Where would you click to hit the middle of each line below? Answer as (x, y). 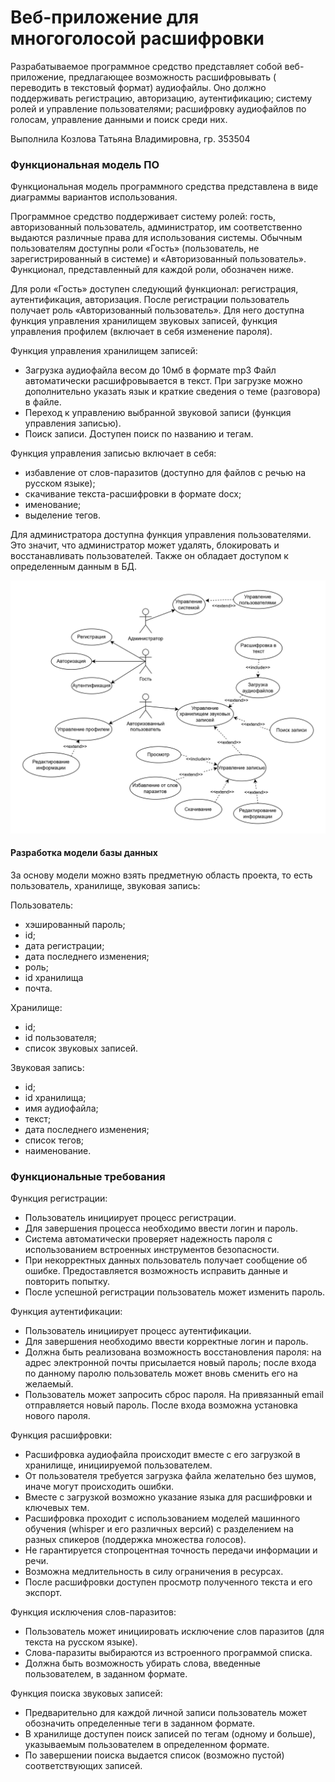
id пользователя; (60, 1038)
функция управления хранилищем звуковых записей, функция (144, 321)
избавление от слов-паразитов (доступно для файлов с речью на (165, 473)
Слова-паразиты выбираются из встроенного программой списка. (168, 1653)
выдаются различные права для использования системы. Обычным (156, 238)
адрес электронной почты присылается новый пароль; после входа (170, 1363)
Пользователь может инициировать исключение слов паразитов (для (174, 1632)
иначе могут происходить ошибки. (99, 1487)
